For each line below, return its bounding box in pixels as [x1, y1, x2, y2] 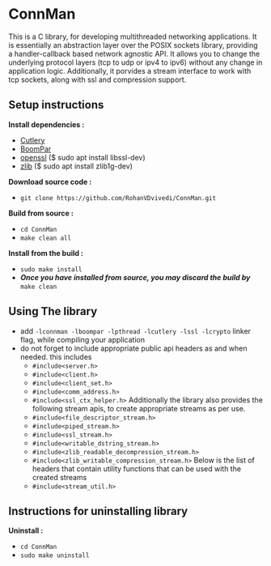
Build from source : [8, 208, 74, 218]
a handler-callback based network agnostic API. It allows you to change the [8, 49, 260, 58]
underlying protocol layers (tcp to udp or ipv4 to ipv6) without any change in [8, 57, 263, 67]
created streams [32, 472, 87, 482]
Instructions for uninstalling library [8, 504, 188, 518]
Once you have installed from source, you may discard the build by [19, 272, 251, 282]
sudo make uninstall [19, 551, 90, 560]
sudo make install [19, 265, 83, 274]
